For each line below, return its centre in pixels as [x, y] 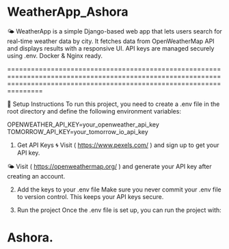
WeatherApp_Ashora [68, 12]
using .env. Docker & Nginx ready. [55, 55]
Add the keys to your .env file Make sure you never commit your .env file [119, 189]
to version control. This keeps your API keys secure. [90, 196]
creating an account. [36, 176]
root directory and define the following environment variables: [94, 111]
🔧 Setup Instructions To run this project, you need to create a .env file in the [113, 104]
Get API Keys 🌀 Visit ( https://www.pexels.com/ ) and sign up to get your [118, 145]
